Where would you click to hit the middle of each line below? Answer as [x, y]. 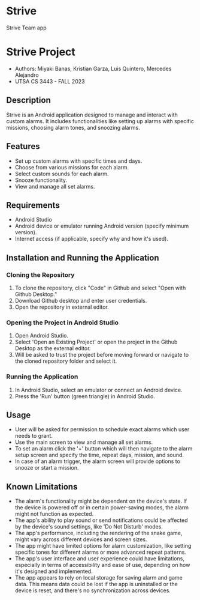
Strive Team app [26, 28]
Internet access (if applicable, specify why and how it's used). [92, 239]
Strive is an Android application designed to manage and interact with [92, 115]
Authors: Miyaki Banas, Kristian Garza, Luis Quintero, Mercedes [93, 68]
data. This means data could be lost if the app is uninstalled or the [96, 584]
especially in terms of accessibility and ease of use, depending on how [102, 565]
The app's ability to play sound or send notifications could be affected [101, 520]
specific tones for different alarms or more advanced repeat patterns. [101, 552]
